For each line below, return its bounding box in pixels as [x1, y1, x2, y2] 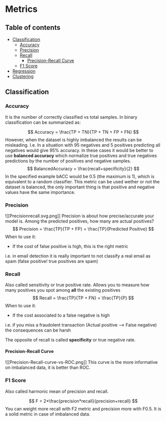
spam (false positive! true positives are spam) [5, 258, 98, 264]
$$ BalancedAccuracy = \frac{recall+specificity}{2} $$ [27, 166, 140, 171]
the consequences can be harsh [5, 327, 71, 334]
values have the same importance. [5, 189, 76, 195]
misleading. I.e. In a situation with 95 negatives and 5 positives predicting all [5, 142, 161, 148]
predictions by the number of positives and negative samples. [5, 158, 131, 164]
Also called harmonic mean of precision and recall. [5, 388, 109, 394]
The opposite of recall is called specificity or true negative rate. [5, 337, 136, 343]
